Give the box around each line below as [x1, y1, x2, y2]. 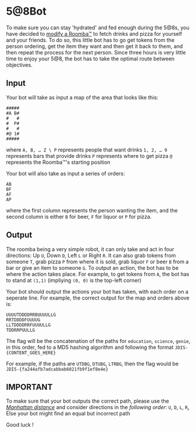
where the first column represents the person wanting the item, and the [6, 207, 178, 214]
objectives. [6, 61, 33, 68]
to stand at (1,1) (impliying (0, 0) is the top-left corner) [6, 277, 142, 284]
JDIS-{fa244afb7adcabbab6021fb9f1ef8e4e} [6, 366, 109, 372]
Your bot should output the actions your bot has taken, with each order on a [6, 288, 189, 295]
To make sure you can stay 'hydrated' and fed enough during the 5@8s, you [6, 24, 190, 31]
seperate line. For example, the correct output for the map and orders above [6, 294, 190, 301]
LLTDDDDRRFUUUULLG [6, 322, 51, 328]
